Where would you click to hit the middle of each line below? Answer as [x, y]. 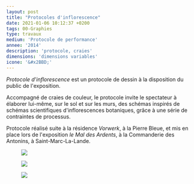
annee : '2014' [24, 46]
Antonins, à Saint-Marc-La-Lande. [49, 141]
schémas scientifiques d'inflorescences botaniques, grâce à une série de [97, 110]
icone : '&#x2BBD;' [29, 62]
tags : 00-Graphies [29, 29]
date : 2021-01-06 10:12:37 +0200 [48, 23]
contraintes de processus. [38, 116]
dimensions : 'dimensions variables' [52, 57]
